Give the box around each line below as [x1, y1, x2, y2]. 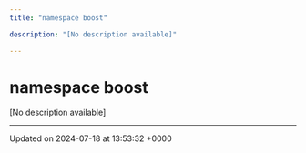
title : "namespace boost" [9, 13, 107, 23]
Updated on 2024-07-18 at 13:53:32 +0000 [9, 133, 172, 144]
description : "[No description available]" [9, 29, 178, 39]
